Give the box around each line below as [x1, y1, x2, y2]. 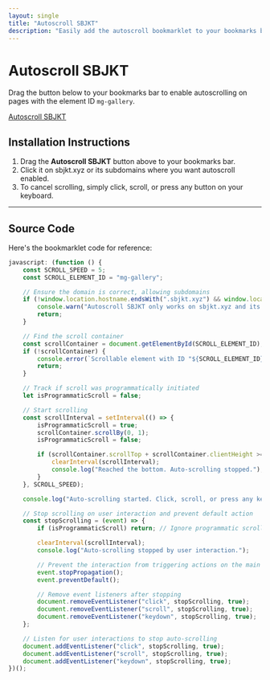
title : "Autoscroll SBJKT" [8, 19, 99, 27]
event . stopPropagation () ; [37, 568, 125, 576]
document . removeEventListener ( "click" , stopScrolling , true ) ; [37, 598, 250, 606]
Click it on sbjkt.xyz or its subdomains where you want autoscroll [19, 166, 235, 175]
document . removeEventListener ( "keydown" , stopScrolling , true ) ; [37, 612, 257, 621]
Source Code [8, 222, 75, 236]
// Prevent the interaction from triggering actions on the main [37, 560, 261, 569]
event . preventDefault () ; [37, 576, 121, 584]
